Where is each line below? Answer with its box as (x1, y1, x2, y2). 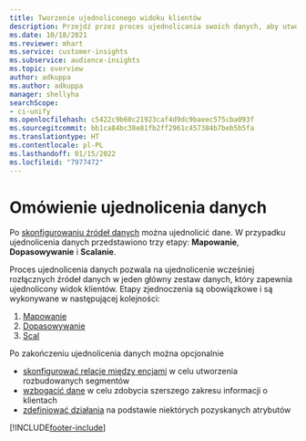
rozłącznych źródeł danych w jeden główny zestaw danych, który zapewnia (9, 274, 293, 285)
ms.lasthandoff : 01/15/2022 (9, 149, 117, 158)
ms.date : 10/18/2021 (9, 30, 88, 39)
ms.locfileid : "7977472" (9, 157, 104, 167)
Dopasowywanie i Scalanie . (9, 247, 117, 257)
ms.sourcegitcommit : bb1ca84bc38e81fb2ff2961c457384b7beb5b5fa (9, 124, 255, 133)
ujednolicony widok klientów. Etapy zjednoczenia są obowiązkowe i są (9, 284, 273, 295)
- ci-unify (9, 107, 51, 116)
